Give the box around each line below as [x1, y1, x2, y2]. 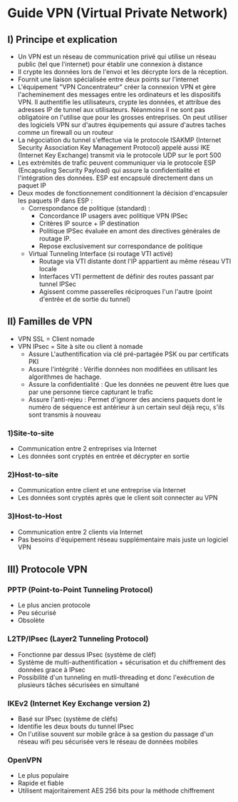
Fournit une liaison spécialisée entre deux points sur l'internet [17, 75, 199, 83]
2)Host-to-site [7, 469, 58, 479]
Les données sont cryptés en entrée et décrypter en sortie [17, 452, 190, 461]
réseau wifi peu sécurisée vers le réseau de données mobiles [17, 737, 198, 746]
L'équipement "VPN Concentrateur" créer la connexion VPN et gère [17, 83, 216, 91]
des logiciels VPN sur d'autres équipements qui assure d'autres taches [17, 121, 227, 129]
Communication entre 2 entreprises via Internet [17, 445, 157, 453]
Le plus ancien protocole [17, 601, 91, 609]
